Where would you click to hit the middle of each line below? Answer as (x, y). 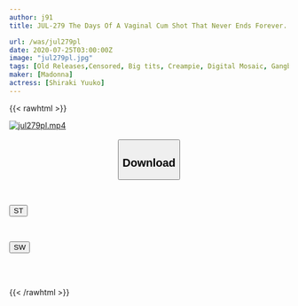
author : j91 (31, 17)
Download (149, 163)
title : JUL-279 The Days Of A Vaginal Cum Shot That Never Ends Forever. (149, 26)
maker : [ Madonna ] (41, 75)
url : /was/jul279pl (45, 42)
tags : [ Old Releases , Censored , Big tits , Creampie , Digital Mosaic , (138, 67)
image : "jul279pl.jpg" (51, 59)
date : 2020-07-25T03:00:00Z (61, 50)
